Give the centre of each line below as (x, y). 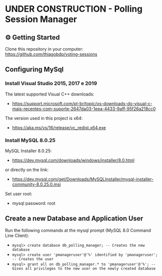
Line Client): (17, 236)
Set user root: (19, 194)
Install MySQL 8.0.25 (30, 140)
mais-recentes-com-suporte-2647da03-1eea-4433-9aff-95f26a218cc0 (84, 109)
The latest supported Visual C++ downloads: (50, 94)
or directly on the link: (27, 170)
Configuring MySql (34, 69)
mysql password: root (34, 203)
